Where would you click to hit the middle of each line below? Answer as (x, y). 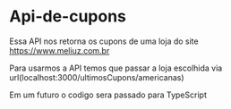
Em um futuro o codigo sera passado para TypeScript (108, 95)
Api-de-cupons (68, 17)
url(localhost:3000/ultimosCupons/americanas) (97, 77)
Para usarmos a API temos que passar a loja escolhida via (116, 68)
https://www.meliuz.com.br (60, 50)
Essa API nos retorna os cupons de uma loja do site (104, 41)
